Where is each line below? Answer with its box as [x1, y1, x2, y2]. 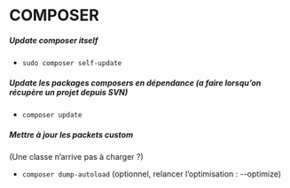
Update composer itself [9, 34, 98, 45]
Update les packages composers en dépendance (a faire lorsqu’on [9, 77, 262, 88]
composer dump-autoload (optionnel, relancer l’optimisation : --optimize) [21, 169, 282, 179]
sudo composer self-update [21, 59, 122, 68]
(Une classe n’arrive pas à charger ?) [9, 152, 144, 162]
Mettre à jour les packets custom [9, 129, 134, 139]
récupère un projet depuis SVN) [9, 86, 129, 97]
